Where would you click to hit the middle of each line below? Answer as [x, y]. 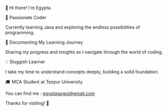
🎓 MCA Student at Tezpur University [44, 82]
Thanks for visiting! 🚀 [27, 103]
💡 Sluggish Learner [25, 62]
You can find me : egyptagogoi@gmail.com [50, 93]
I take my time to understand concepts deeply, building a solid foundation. [82, 72]
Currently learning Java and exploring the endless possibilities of [73, 27]
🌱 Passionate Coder [26, 17]
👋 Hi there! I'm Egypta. [29, 8]
